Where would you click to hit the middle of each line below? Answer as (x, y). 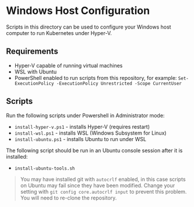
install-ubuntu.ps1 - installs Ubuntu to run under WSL (80, 139)
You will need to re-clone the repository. (68, 198)
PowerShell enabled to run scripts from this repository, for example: (96, 78)
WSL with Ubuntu (36, 72)
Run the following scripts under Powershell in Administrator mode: (85, 115)
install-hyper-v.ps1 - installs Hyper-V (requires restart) (82, 127)
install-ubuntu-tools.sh (45, 168)
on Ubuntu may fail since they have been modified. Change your (98, 185)
